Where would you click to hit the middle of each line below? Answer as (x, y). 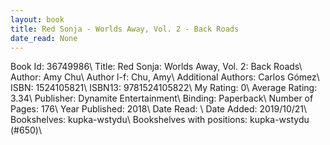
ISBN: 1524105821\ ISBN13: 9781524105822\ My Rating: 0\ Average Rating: (164, 88)
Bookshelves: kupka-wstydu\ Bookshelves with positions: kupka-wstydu (160, 120)
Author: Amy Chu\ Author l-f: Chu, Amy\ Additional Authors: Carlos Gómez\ (165, 77)
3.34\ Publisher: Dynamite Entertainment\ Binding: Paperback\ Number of (162, 98)
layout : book (37, 19)
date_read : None (44, 38)
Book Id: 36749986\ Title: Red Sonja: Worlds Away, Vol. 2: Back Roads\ (156, 67)
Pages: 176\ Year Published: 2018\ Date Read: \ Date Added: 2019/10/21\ (159, 109)
